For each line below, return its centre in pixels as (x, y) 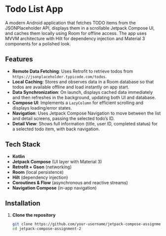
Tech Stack (23, 144)
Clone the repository (34, 215)
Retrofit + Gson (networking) (42, 167)
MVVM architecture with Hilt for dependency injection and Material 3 (75, 39)
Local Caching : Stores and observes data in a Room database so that (83, 81)
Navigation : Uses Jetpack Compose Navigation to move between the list (86, 113)
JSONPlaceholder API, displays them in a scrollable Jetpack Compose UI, (80, 28)
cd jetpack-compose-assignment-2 (47, 229)
